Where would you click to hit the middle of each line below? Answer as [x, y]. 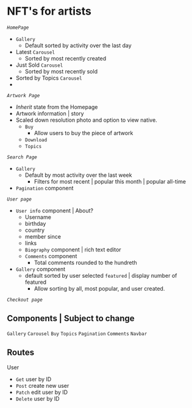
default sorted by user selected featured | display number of [101, 275]
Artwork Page [23, 95]
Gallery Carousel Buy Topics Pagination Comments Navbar [77, 334]
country [35, 230]
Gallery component [41, 269]
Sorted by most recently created [66, 58]
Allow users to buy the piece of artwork [84, 133]
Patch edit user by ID [42, 392]
